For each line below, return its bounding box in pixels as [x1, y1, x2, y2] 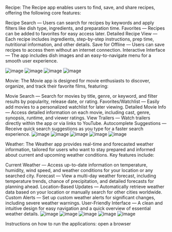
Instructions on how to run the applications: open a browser [5, 221, 132, 227]
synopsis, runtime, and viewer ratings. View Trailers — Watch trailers [5, 115, 150, 121]
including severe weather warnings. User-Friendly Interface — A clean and [5, 200, 163, 206]
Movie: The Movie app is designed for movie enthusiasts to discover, [5, 78, 150, 83]
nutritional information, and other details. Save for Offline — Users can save [5, 41, 165, 48]
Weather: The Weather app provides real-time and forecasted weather [5, 141, 154, 147]
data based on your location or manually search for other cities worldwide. [5, 189, 163, 195]
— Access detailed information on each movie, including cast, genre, [5, 110, 151, 115]
